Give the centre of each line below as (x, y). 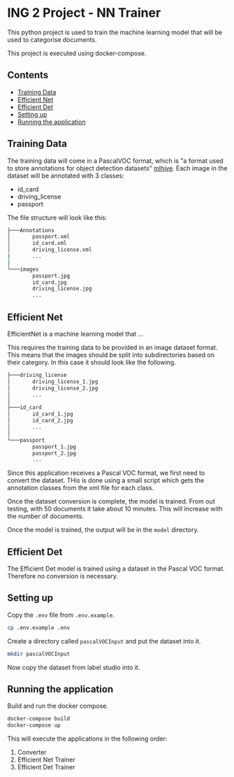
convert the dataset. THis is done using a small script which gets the (106, 480)
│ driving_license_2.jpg (53, 388)
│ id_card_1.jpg (40, 414)
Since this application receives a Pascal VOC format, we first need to (106, 473)
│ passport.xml (39, 237)
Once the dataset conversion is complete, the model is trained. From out (111, 501)
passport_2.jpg (54, 453)
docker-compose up (34, 725)
